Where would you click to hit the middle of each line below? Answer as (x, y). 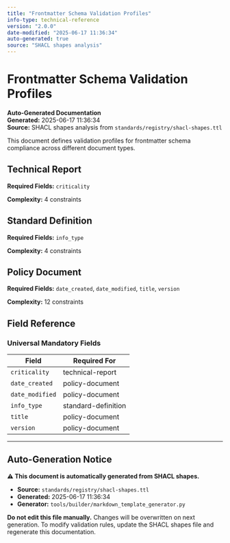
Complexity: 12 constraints (46, 302)
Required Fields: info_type (46, 237)
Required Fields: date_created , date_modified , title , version (93, 289)
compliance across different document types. (71, 147)
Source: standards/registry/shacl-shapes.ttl (83, 489)
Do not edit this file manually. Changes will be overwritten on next (101, 517)
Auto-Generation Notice (60, 460)
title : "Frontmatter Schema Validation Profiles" (79, 13)
